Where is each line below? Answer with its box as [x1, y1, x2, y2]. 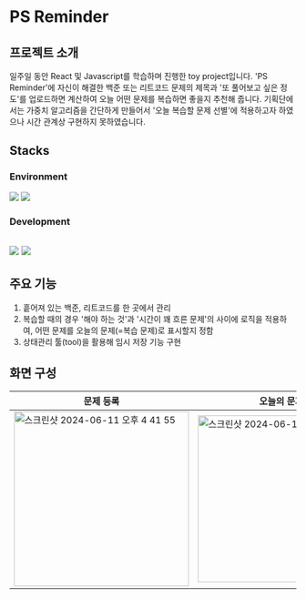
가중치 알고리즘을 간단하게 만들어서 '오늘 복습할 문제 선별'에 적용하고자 [25, 105, 277, 116]
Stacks [9, 143, 50, 158]
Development [9, 215, 71, 228]
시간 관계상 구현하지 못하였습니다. [25, 117, 146, 127]
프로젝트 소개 [9, 45, 79, 60]
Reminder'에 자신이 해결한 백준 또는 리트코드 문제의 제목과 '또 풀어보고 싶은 [9, 82, 279, 93]
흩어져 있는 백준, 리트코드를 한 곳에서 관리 [22, 302, 171, 313]
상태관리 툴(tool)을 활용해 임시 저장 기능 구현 [22, 336, 182, 347]
